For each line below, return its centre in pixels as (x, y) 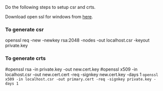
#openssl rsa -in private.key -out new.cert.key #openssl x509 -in (71, 69)
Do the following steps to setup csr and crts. (50, 7)
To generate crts (26, 58)
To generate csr (25, 29)
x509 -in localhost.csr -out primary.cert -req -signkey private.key (79, 79)
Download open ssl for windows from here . (49, 17)
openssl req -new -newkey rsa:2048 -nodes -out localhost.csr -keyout (77, 40)
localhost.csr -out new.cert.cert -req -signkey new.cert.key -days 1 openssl (82, 74)
